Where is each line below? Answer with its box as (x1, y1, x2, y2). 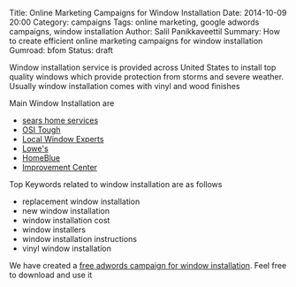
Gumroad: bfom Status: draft (9, 45, 113, 56)
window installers (21, 224, 87, 235)
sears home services (21, 115, 99, 125)
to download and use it (9, 269, 93, 280)
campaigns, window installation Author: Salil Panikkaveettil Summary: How (9, 26, 281, 36)
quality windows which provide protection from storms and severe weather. (9, 72, 285, 82)
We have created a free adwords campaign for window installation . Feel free (9, 261, 287, 270)
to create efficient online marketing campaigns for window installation (9, 35, 263, 46)
